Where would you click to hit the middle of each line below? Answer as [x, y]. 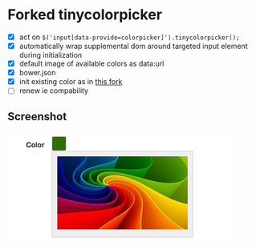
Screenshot [37, 117]
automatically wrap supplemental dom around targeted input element [133, 46]
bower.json [37, 73]
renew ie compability [54, 91]
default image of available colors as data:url [91, 64]
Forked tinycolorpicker [85, 15]
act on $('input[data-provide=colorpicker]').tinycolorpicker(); [129, 37]
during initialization [51, 55]
